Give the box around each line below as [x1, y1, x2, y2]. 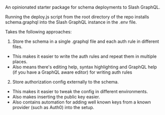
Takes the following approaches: [5, 29, 72, 34]
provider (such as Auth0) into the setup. [12, 105, 94, 110]
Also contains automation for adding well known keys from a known [12, 99, 151, 105]
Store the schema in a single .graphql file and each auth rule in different [12, 38, 159, 44]
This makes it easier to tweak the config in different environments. [12, 89, 148, 94]
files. [12, 44, 23, 49]
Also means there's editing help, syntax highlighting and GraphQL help [12, 64, 157, 70]
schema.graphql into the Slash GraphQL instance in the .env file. [5, 19, 137, 25]
